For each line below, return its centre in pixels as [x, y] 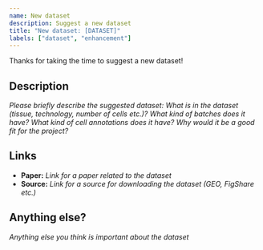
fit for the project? [39, 131]
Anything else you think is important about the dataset [99, 236]
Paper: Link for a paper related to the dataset [96, 175]
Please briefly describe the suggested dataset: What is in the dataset [124, 106]
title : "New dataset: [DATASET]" [65, 30]
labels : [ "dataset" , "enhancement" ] [70, 38]
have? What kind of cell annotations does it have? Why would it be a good [132, 123]
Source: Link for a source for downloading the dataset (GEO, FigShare [138, 183]
